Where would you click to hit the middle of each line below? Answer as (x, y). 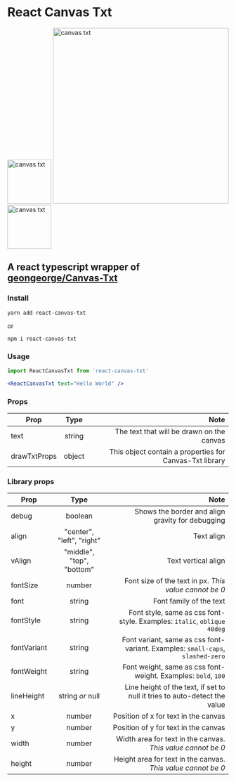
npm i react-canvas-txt (42, 339)
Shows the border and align (180, 511)
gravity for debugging (189, 521)
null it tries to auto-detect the (177, 696)
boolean (79, 516)
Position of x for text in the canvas (169, 716)
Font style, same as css (167, 613)
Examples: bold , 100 (193, 676)
